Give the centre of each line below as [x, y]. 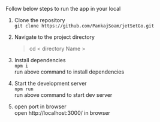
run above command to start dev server [63, 95]
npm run [24, 89]
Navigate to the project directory [55, 37]
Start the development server [51, 83]
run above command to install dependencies [69, 72]
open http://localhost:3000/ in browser [62, 113]
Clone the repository [40, 20]
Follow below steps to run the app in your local [63, 9]
